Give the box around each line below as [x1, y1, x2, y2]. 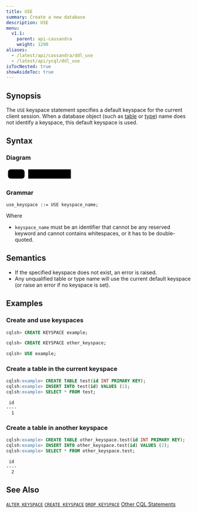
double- [155, 230, 175, 237]
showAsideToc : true [6, 69, 54, 75]
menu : [6, 25, 19, 31]
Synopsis [6, 91, 41, 101]
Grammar [6, 188, 34, 196]
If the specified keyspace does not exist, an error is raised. [14, 269, 157, 276]
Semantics [6, 253, 46, 263]
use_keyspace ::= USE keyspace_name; [6, 202, 99, 208]
